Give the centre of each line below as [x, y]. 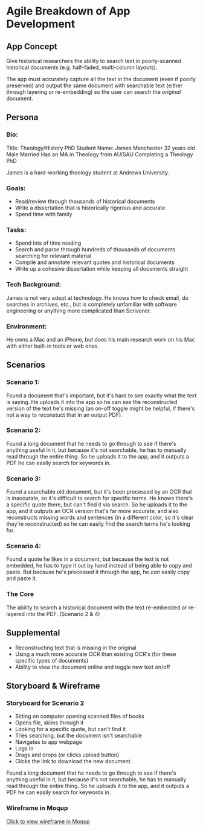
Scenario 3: [24, 478]
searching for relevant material [53, 256]
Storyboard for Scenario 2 [45, 703]
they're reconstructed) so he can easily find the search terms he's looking [98, 524]
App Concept [32, 46]
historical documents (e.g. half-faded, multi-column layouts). [82, 67]
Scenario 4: [24, 546]
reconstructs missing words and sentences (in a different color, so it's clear [100, 518]
